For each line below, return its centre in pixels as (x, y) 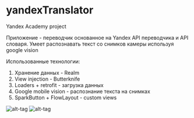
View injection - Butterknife (47, 79)
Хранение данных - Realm (47, 72)
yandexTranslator (50, 10)
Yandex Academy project (36, 26)
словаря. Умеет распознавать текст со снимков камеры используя (90, 44)
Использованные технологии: (43, 61)
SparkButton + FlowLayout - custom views (66, 98)
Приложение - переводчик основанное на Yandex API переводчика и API (97, 37)
